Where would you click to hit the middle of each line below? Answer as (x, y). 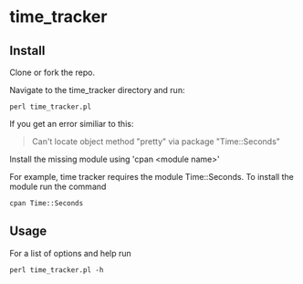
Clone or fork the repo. (52, 72)
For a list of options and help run (71, 253)
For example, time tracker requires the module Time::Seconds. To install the (151, 177)
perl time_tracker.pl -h (57, 270)
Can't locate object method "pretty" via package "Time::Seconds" (156, 142)
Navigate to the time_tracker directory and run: (97, 90)
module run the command (58, 186)
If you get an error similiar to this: (72, 124)
